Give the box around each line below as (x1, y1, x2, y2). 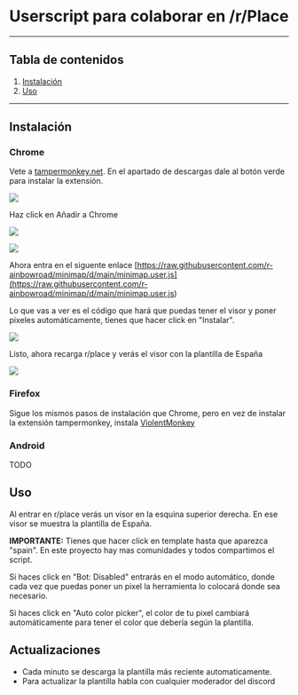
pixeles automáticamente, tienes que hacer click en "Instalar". (9, 315, 235, 326)
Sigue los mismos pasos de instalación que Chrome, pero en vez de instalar (9, 407, 286, 418)
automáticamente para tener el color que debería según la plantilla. (9, 617, 255, 628)
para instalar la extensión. (9, 176, 104, 186)
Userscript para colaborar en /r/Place (9, 6, 289, 27)
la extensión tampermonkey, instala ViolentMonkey (9, 417, 195, 428)
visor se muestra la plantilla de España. (9, 517, 153, 529)
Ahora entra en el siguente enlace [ (9, 260, 137, 271)
